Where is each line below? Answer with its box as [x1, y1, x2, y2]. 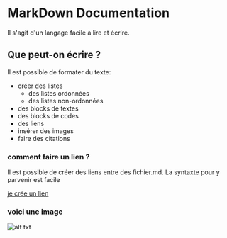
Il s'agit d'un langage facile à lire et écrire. [7, 28, 130, 37]
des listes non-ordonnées [28, 96, 104, 105]
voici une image [7, 207, 63, 217]
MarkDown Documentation [7, 5, 170, 21]
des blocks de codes [17, 111, 79, 120]
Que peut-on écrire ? [7, 49, 101, 61]
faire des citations [17, 134, 71, 142]
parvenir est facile [7, 176, 60, 184]
